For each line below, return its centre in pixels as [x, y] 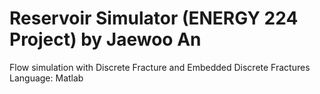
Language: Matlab [46, 78]
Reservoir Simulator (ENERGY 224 [154, 18]
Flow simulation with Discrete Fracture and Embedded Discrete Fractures [160, 67]
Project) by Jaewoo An [105, 39]
